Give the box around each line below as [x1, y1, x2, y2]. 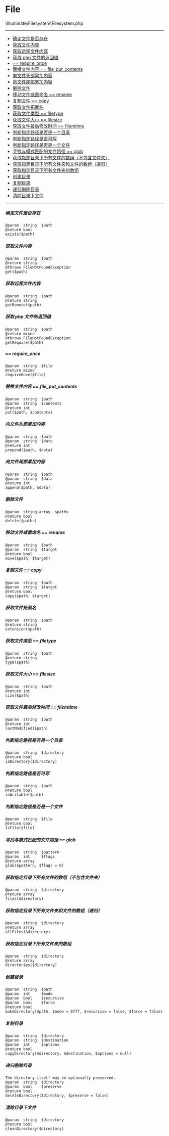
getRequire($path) [5, 340, 44, 345]
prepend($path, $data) [5, 447, 53, 452]
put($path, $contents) [5, 410, 53, 415]
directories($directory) [5, 963, 57, 968]
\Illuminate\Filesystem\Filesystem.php [5, 20, 83, 26]
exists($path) [5, 232, 35, 237]
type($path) [5, 660, 30, 665]
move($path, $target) [5, 556, 51, 561]
